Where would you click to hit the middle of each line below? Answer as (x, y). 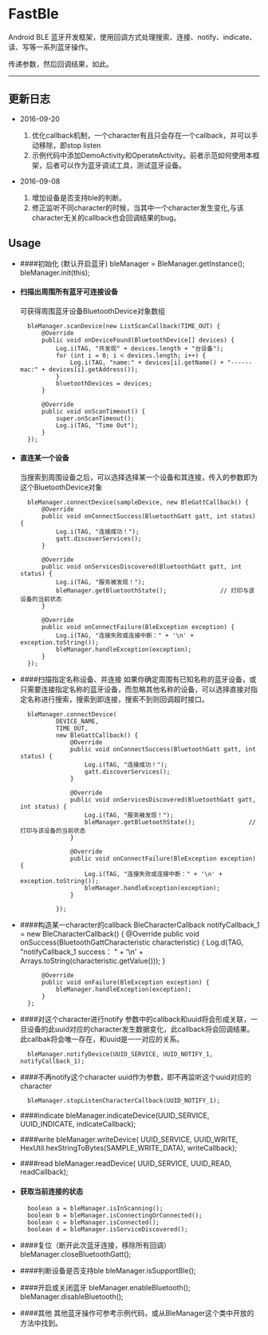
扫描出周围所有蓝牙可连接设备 (69, 291)
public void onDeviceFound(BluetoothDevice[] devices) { (138, 340)
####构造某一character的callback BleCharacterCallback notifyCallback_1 (140, 925)
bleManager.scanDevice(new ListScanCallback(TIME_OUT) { (124, 326)
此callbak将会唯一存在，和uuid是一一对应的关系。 (102, 1039)
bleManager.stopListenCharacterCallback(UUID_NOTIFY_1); (124, 1100)
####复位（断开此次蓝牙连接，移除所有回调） (95, 1246)
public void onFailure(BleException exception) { (125, 982)
